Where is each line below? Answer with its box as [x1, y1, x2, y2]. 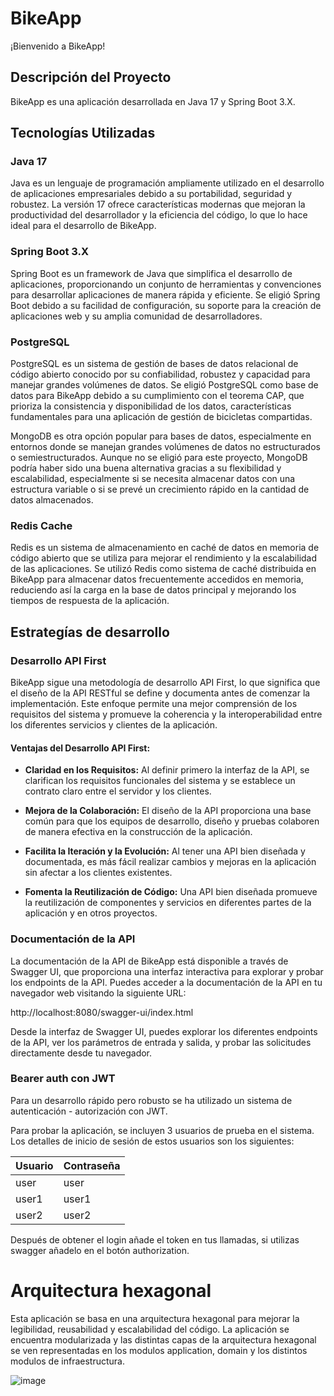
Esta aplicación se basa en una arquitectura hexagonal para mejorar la [10, 1312, 300, 1324]
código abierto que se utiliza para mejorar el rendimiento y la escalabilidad [10, 552, 318, 564]
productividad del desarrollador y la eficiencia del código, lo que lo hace [10, 209, 308, 221]
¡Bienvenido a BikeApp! [10, 40, 106, 52]
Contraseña [63, 1158, 121, 1172]
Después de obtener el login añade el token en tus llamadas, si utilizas [10, 1233, 300, 1246]
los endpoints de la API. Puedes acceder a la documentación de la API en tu [10, 976, 323, 988]
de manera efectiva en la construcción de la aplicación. [24, 826, 253, 838]
